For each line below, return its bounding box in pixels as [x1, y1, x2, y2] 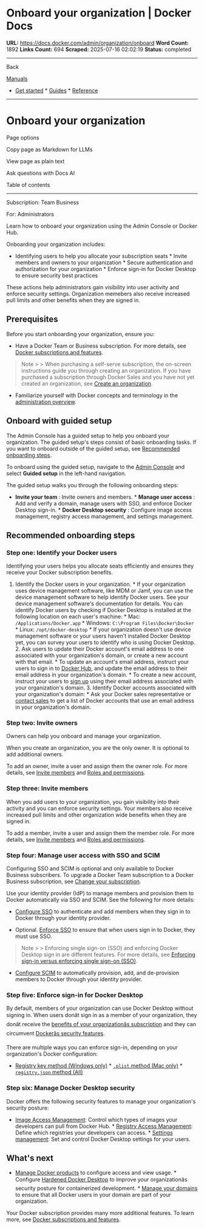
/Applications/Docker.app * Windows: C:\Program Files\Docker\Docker [15, 619, 194, 627]
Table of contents [6, 181, 50, 188]
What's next [6, 1153, 53, 1163]
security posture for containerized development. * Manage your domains [15, 1185, 198, 1192]
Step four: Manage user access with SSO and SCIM [6, 851, 160, 859]
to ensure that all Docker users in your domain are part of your [15, 1191, 171, 1199]
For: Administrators [6, 210, 55, 217]
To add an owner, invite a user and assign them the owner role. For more [6, 762, 188, 770]
